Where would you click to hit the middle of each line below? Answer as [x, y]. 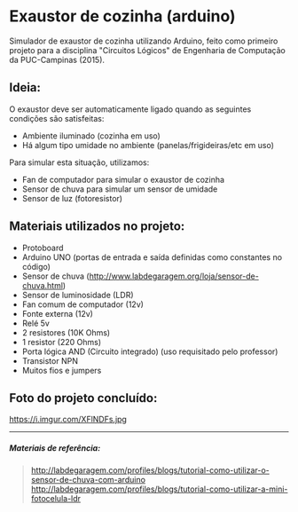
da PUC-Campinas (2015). [57, 59]
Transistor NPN [50, 360]
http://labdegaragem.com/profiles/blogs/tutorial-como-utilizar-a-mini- [159, 489]
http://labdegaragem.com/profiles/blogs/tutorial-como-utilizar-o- [150, 470]
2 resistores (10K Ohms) [66, 332]
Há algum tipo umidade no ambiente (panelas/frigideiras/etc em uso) [148, 145]
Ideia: [25, 87]
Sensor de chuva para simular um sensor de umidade [120, 189]
